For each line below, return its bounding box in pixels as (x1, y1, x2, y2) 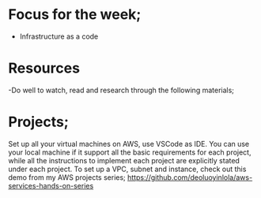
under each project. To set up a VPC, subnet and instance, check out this (8, 164, 247, 174)
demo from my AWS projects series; (8, 172, 127, 182)
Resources (8, 59, 81, 77)
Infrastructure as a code (19, 32, 99, 41)
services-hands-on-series (8, 181, 94, 190)
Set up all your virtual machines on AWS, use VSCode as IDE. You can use (8, 139, 250, 148)
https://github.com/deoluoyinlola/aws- (127, 172, 253, 182)
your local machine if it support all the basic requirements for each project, (8, 148, 252, 157)
